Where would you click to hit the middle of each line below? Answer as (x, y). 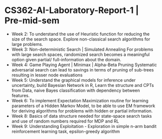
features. (21, 95)
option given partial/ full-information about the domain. (66, 59)
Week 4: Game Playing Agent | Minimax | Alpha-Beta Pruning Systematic (84, 65)
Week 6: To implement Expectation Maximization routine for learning (80, 100)
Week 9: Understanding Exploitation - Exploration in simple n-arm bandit (84, 126)
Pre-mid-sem (32, 21)
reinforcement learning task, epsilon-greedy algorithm (65, 131)
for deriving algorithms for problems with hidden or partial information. (82, 111)
